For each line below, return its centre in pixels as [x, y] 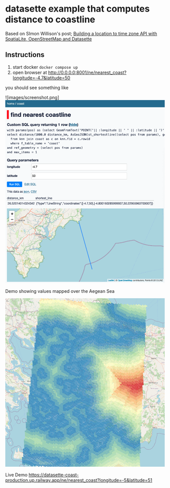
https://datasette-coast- [54, 475]
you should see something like [37, 87]
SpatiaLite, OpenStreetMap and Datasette [49, 39]
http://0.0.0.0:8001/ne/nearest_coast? [87, 72]
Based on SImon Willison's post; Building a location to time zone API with [81, 33]
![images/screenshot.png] [32, 97]
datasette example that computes [78, 9]
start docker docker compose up [45, 67]
